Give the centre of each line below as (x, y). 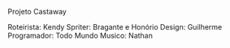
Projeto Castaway (37, 12)
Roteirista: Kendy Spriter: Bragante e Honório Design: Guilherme (115, 27)
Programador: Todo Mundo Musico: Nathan (80, 36)
